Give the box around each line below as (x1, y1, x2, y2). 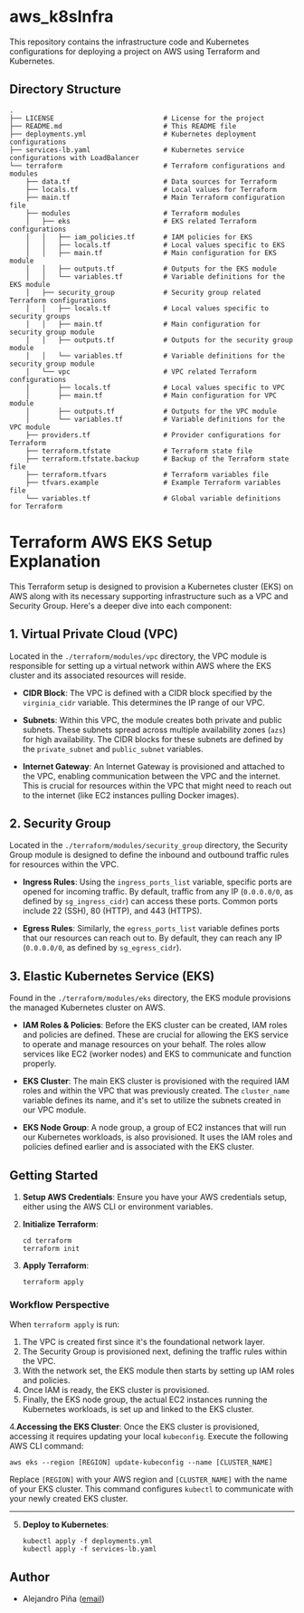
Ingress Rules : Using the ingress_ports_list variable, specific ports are (22, 876, 292, 888)
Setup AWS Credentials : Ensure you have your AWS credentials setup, (22, 1191, 288, 1202)
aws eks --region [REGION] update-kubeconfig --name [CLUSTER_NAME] (9, 1458, 273, 1467)
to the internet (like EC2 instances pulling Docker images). (22, 789, 240, 800)
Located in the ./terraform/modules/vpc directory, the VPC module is (9, 650, 267, 662)
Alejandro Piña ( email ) (22, 1593, 106, 1604)
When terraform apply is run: (9, 1319, 120, 1330)
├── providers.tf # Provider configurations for (25, 430, 281, 440)
